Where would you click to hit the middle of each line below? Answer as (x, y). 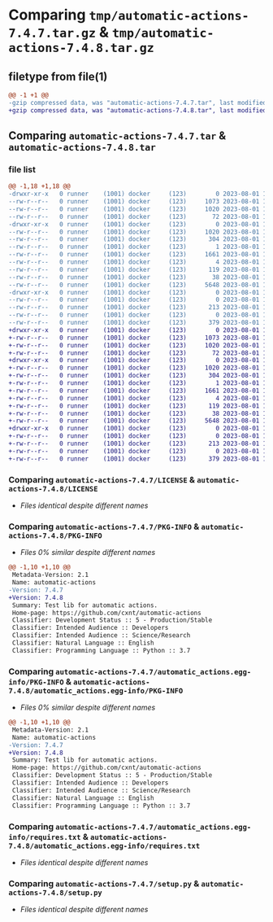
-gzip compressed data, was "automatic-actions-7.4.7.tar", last (121, 103)
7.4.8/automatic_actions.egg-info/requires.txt (104, 846)
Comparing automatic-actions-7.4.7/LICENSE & (102, 479)
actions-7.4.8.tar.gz (81, 48)
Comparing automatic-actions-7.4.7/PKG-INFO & (104, 527)
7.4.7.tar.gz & (59, 32)
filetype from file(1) (58, 76)
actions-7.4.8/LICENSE (53, 489)
